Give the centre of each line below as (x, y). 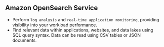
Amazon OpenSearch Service (51, 8)
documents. (24, 40)
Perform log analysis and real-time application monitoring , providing (86, 19)
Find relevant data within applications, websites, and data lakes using (83, 30)
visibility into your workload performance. (55, 25)
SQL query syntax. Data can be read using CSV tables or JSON (76, 35)
